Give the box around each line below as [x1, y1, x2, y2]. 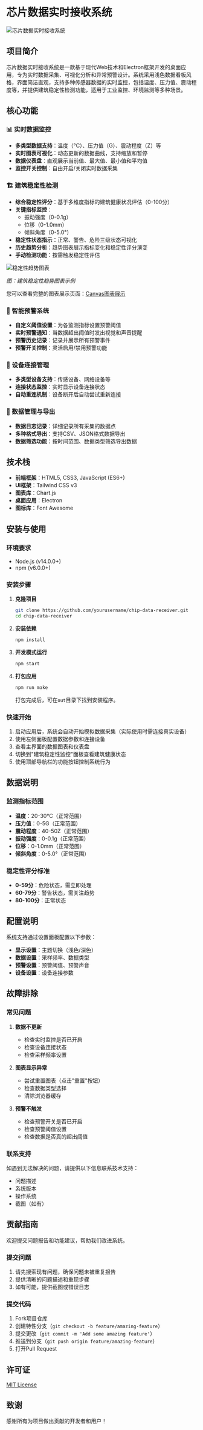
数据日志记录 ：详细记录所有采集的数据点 [14, 422, 116, 430]
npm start [14, 661, 40, 667]
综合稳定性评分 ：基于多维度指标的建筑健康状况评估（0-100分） [14, 198, 173, 205]
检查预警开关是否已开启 [24, 1117, 83, 1125]
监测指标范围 [6, 797, 44, 806]
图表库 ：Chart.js [14, 489, 56, 497]
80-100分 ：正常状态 [14, 897, 66, 904]
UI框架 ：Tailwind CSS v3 [14, 482, 77, 489]
